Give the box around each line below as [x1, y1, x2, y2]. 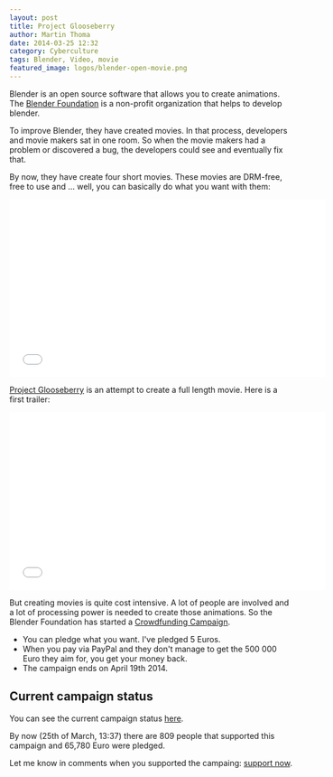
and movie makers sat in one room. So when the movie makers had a [9, 135, 266, 145]
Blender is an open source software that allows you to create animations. [9, 88, 281, 99]
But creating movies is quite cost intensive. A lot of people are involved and [9, 597, 290, 608]
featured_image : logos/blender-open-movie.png [9, 64, 188, 73]
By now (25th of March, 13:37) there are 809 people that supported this [9, 730, 275, 741]
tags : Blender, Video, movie [9, 55, 119, 64]
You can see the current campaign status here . [9, 713, 184, 724]
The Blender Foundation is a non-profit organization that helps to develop [9, 98, 282, 108]
